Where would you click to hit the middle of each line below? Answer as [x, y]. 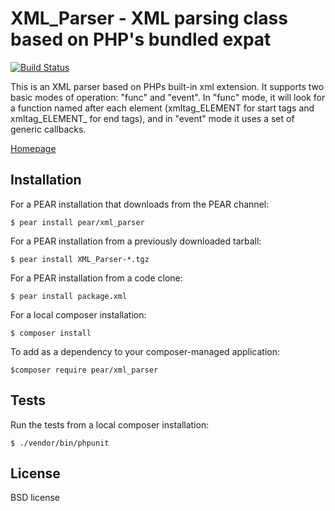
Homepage [33, 148]
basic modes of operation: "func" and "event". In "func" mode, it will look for [168, 97]
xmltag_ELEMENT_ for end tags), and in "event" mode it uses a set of [152, 118]
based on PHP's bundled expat [141, 39]
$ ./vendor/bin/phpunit [60, 443]
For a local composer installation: [78, 314]
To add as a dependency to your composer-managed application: [145, 351]
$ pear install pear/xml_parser [77, 222]
